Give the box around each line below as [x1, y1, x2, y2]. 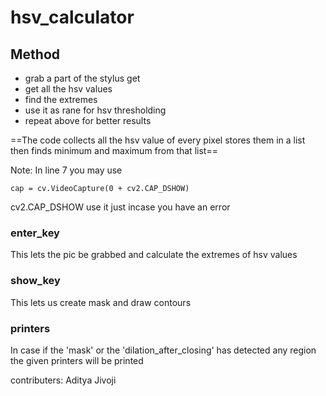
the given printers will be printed [10, 354, 144, 366]
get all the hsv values [24, 83, 113, 95]
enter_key [10, 226, 60, 240]
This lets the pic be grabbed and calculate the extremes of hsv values [10, 249, 298, 261]
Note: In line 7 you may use [10, 164, 123, 176]
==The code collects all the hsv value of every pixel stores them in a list [10, 134, 306, 146]
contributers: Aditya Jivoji [10, 374, 117, 386]
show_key [10, 274, 61, 288]
